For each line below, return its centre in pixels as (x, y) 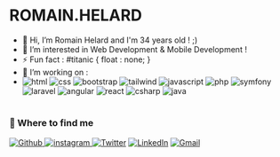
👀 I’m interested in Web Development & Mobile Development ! (134, 49)
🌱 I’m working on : (55, 72)
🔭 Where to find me (52, 123)
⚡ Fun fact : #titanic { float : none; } (86, 59)
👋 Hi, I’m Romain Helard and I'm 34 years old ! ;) (110, 40)
